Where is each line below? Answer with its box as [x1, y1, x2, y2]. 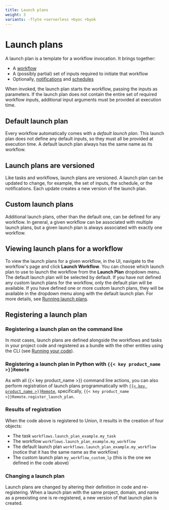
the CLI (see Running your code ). [5, 348, 74, 354]
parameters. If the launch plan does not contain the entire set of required [5, 91, 157, 97]
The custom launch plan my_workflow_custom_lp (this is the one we [12, 454, 151, 460]
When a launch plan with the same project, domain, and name [30, 489, 159, 495]
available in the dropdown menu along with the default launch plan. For [5, 290, 153, 296]
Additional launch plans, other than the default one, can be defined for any [5, 214, 161, 220]
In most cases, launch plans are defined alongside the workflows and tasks [5, 337, 162, 343]
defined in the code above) [12, 460, 69, 466]
